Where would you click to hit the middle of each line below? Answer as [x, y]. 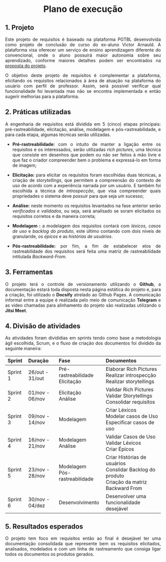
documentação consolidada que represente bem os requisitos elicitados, [83, 544]
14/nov [37, 422]
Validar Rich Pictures [130, 390]
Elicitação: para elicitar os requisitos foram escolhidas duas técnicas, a [86, 175]
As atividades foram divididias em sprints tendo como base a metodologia [83, 338]
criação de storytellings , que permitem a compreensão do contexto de [86, 180]
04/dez [37, 506]
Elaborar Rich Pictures [131, 369]
